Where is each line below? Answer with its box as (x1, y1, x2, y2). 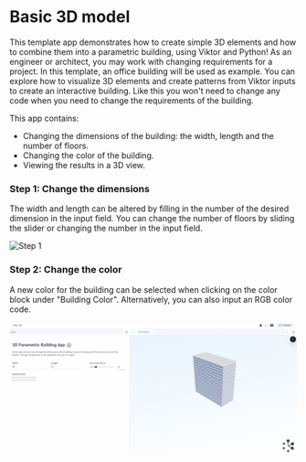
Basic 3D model (9, 6, 131, 27)
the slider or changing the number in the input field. (9, 222, 203, 234)
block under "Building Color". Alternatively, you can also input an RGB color (9, 294, 293, 305)
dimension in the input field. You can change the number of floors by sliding (9, 213, 295, 224)
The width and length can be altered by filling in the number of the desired (9, 203, 290, 214)
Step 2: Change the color (9, 263, 122, 276)
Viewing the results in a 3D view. (22, 159, 146, 170)
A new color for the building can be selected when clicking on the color (9, 284, 279, 295)
